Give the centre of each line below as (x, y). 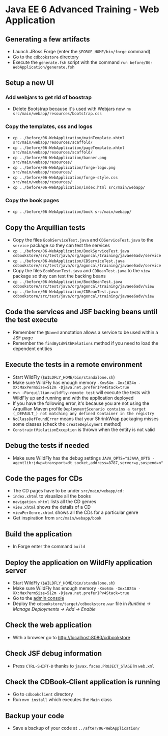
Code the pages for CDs (44, 478)
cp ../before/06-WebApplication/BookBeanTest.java (67, 282)
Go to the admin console (38, 598)
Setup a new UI (30, 83)
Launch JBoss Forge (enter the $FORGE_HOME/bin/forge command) (81, 51)
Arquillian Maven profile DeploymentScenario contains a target (79, 408)
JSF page (23, 338)
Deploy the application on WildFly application (79, 562)
